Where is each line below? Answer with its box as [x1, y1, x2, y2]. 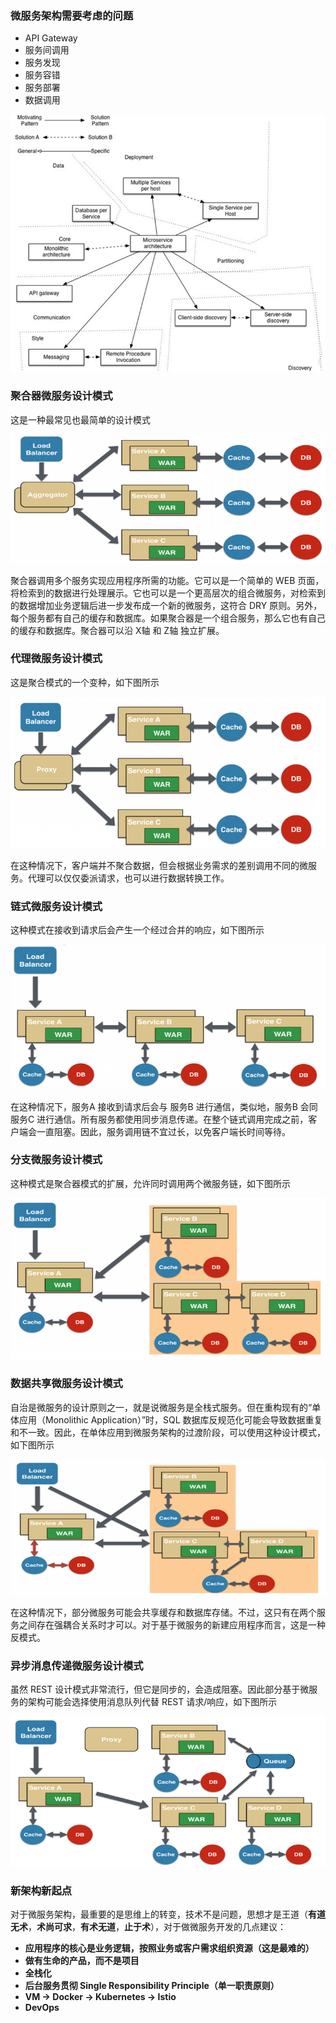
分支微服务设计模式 [10, 1153, 103, 1167]
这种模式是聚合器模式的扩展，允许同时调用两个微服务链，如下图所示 [10, 1177, 291, 1189]
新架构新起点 [10, 1883, 73, 1897]
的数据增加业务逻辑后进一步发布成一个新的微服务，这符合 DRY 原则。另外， [10, 599, 323, 611]
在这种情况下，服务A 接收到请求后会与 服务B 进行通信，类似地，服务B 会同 [10, 1100, 318, 1112]
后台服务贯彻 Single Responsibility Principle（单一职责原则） [24, 1979, 280, 1991]
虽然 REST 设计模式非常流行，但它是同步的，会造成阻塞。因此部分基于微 [10, 1683, 310, 1696]
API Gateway [24, 32, 78, 44]
